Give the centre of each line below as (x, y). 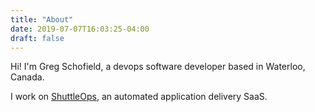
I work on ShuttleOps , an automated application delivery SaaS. (139, 97)
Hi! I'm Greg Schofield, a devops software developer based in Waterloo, (158, 67)
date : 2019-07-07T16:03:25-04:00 (80, 29)
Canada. (27, 77)
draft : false (37, 38)
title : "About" (42, 19)
